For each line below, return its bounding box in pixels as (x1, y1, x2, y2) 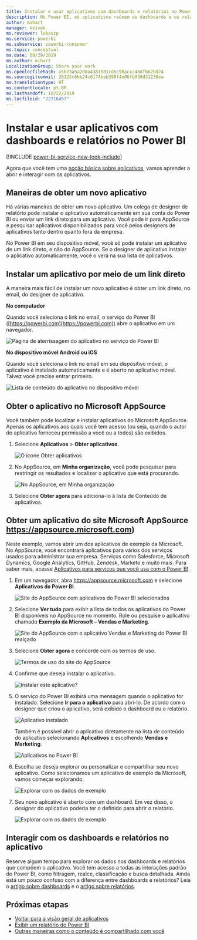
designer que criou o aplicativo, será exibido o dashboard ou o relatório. (14, 705, 189, 712)
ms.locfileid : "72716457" (6, 96, 69, 102)
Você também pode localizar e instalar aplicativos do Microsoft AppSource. (6, 417, 188, 423)
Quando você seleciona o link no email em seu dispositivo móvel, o (6, 360, 168, 368)
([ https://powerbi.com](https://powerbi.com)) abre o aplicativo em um (6, 320, 175, 327)
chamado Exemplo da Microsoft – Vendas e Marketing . (14, 618, 150, 625)
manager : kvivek (6, 25, 46, 31)
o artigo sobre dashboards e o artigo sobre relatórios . (6, 882, 136, 890)
